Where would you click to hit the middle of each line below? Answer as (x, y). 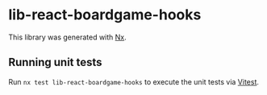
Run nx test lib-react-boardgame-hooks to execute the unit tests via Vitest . (134, 81)
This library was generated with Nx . (67, 37)
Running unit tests (55, 62)
